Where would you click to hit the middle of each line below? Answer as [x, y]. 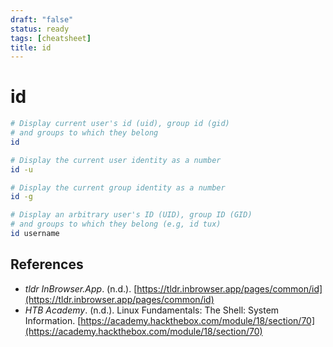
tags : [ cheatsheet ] [51, 38]
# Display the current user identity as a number [116, 160]
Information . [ [53, 320]
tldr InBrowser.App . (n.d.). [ [81, 288]
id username [35, 234]
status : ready [40, 29]
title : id [31, 47]
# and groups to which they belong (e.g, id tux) [116, 224]
